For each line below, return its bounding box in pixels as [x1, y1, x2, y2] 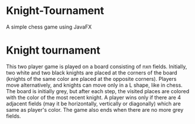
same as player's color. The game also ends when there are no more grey [6, 106, 184, 113]
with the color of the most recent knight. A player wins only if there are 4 [6, 94, 182, 101]
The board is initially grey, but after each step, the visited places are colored [6, 87, 189, 94]
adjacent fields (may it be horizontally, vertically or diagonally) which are [6, 100, 181, 107]
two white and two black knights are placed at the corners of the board [6, 69, 177, 76]
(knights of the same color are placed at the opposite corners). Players [6, 75, 177, 82]
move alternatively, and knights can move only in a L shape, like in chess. [6, 82, 183, 88]
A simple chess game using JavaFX [6, 23, 92, 30]
